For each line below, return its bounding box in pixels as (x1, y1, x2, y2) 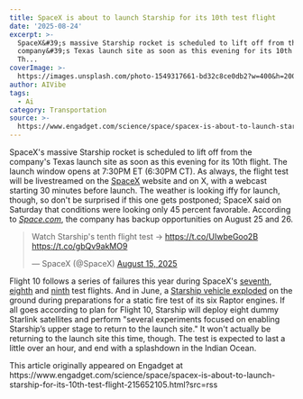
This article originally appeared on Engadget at (9, 360, 183, 370)
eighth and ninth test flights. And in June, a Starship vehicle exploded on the (9, 286, 293, 295)
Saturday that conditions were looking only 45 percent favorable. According (9, 204, 291, 214)
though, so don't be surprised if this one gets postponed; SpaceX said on (9, 195, 282, 205)
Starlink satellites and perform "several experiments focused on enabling (9, 314, 280, 324)
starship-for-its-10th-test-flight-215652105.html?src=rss (9, 379, 218, 390)
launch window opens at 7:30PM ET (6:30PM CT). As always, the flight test (9, 166, 289, 177)
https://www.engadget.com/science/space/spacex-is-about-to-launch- (9, 370, 276, 380)
